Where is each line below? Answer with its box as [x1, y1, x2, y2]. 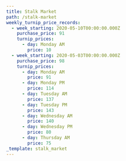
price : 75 [27, 140, 51, 146]
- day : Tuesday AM [21, 91, 67, 97]
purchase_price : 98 [17, 58, 65, 64]
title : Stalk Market [6, 8, 57, 15]
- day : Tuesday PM [21, 101, 67, 108]
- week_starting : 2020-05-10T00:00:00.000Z [11, 25, 120, 31]
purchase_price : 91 [17, 31, 65, 37]
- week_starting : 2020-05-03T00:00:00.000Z [11, 52, 120, 58]
